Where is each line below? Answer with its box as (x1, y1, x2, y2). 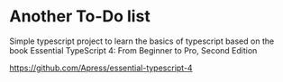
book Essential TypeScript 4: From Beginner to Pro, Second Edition (9, 45, 258, 55)
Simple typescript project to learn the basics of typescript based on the (9, 36, 275, 46)
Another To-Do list (9, 6, 151, 27)
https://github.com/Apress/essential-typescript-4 (9, 62, 193, 73)
